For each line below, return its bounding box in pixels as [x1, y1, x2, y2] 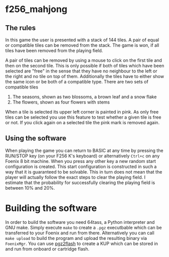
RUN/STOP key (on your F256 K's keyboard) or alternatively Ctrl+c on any [5, 152, 160, 159]
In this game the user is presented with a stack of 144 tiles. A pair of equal [5, 37, 159, 43]
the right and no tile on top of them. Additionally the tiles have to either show [5, 73, 164, 79]
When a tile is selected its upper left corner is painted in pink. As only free [5, 109, 159, 115]
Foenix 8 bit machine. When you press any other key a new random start [5, 158, 156, 164]
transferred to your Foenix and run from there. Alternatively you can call [5, 230, 155, 236]
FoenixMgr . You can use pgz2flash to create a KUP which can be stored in [5, 240, 158, 246]
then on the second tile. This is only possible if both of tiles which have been [5, 63, 164, 68]
